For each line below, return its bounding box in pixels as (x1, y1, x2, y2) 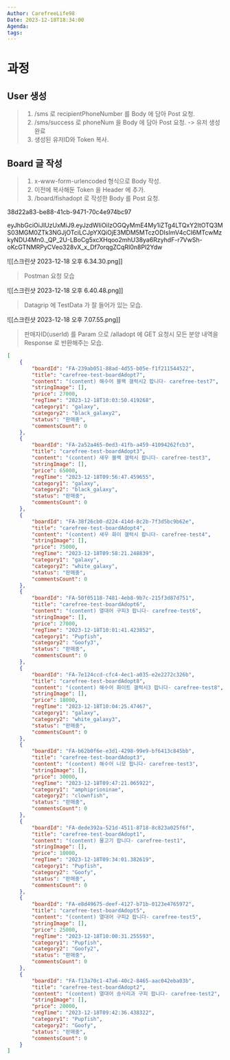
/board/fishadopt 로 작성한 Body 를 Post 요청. (34, 194, 160, 202)
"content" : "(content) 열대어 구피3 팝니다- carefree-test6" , (32, 608, 202, 615)
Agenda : (7, 23, 30, 30)
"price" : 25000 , (32, 926, 78, 933)
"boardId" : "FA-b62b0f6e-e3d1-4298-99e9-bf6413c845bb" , (32, 748, 195, 755)
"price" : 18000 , (32, 697, 78, 704)
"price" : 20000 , (32, 1003, 78, 1010)
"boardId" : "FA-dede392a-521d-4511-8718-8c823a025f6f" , (32, 824, 195, 831)
